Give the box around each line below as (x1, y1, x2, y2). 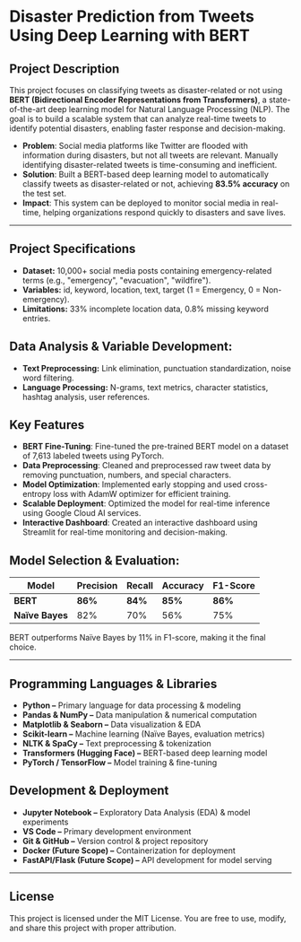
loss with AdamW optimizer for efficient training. (53, 489, 231, 500)
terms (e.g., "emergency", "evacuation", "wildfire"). (21, 275, 211, 285)
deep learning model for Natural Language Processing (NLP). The (47, 104, 290, 114)
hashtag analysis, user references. (21, 391, 150, 402)
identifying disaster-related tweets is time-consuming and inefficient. (21, 160, 278, 170)
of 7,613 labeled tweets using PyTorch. (21, 450, 165, 461)
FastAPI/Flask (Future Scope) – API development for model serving (21, 854, 272, 865)
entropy (21, 489, 52, 500)
